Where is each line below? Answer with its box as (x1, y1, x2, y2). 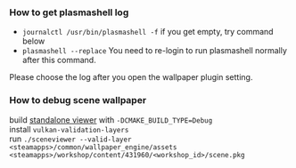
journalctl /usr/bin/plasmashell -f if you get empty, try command (21, 27, 274, 37)
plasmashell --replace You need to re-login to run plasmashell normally (21, 45, 288, 56)
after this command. (21, 55, 96, 66)
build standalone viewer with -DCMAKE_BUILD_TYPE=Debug (9, 114, 213, 125)
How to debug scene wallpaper (9, 94, 147, 107)
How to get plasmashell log (9, 6, 129, 19)
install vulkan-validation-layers (9, 124, 129, 134)
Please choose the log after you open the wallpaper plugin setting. (9, 72, 253, 83)
